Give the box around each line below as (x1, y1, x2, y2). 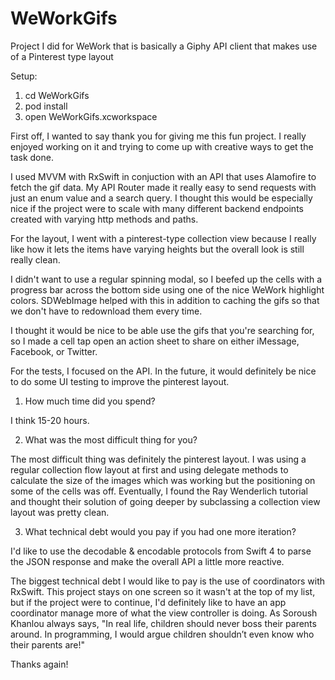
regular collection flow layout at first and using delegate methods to (10, 463, 289, 476)
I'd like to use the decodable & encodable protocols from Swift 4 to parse (10, 545, 312, 557)
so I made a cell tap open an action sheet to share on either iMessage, (10, 335, 300, 347)
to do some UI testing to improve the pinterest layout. (10, 375, 230, 387)
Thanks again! (10, 658, 69, 670)
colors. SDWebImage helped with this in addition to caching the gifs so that (10, 294, 320, 306)
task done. (10, 151, 54, 163)
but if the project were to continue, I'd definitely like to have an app (10, 596, 287, 608)
